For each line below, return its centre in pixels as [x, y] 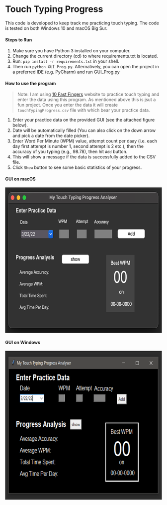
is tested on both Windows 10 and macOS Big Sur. [56, 28]
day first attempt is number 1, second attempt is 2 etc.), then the [78, 146]
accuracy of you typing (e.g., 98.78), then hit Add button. [70, 152]
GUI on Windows [23, 343]
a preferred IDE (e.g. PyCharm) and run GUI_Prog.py [66, 72]
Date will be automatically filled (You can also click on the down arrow [84, 130]
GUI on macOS [20, 179]
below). [20, 125]
